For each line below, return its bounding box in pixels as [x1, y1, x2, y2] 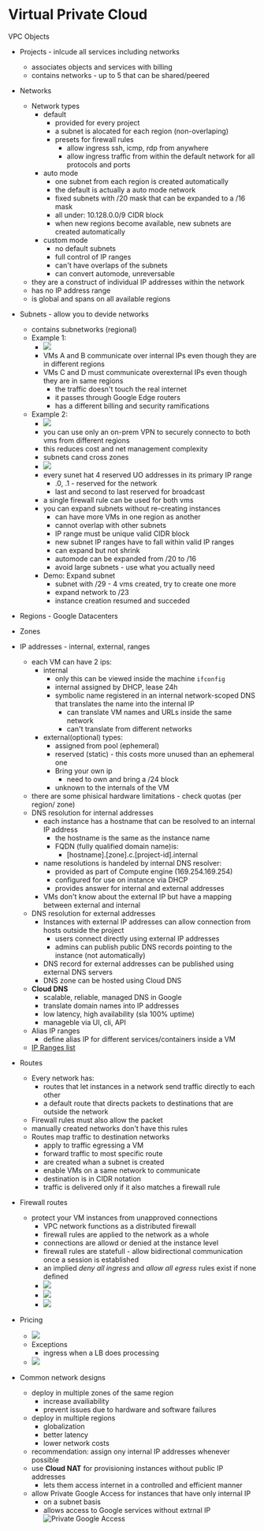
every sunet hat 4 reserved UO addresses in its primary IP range [43, 470, 252, 479]
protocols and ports [66, 159, 131, 169]
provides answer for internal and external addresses [54, 883, 225, 893]
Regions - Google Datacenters [19, 611, 118, 620]
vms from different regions [43, 436, 130, 445]
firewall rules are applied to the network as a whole [43, 1230, 210, 1239]
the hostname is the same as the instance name [54, 833, 210, 842]
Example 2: [31, 409, 69, 419]
